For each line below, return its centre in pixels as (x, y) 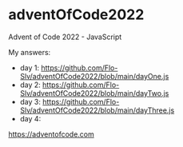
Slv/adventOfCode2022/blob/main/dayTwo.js (94, 93)
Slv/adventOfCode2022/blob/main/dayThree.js (97, 110)
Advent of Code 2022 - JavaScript (65, 37)
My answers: (30, 52)
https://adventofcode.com (51, 134)
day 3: (30, 101)
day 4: (30, 118)
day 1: (30, 68)
